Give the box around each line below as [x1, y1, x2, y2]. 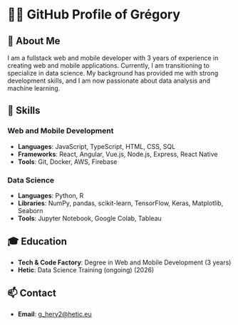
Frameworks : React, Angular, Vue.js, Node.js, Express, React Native [17, 150, 218, 158]
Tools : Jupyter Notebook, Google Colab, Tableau [17, 214, 162, 222]
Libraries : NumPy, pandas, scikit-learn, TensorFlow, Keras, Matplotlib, [17, 199, 224, 207]
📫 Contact [7, 287, 57, 299]
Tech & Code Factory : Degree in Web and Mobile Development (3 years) [17, 258, 232, 267]
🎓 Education [7, 235, 68, 248]
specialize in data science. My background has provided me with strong [7, 69, 219, 77]
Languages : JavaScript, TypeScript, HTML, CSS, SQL [17, 142, 176, 150]
